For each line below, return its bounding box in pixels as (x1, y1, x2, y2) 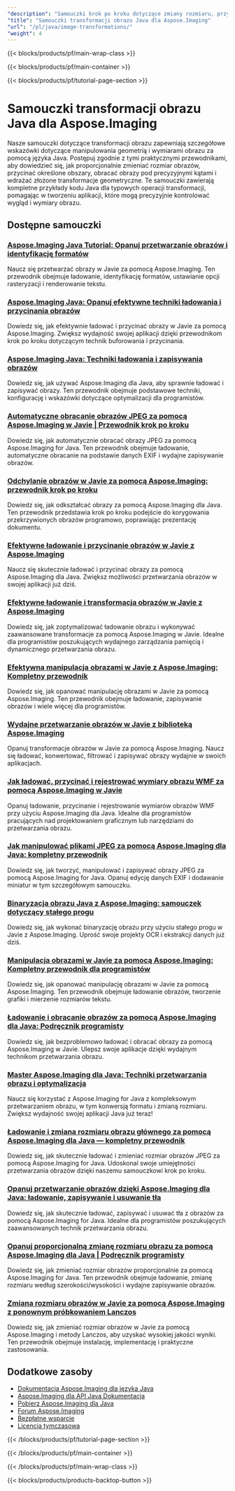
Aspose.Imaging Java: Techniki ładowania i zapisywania (7, 354, 203, 364)
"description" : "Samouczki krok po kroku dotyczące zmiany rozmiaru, (7, 10, 215, 18)
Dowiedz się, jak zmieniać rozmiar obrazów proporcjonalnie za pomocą (7, 1266, 213, 1274)
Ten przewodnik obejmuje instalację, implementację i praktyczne (7, 1338, 194, 1346)
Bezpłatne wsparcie (17, 1415, 75, 1423)
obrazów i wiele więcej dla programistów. (7, 702, 127, 710)
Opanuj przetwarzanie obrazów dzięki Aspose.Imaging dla (7, 1184, 211, 1194)
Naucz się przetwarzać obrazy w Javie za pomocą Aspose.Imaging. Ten (7, 265, 215, 273)
